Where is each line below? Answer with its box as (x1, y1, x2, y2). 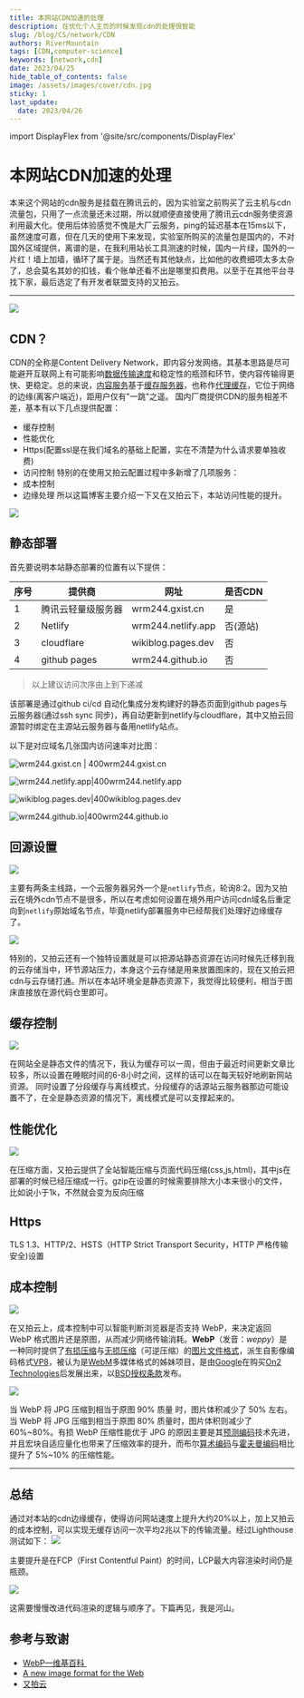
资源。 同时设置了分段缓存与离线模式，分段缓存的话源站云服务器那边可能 (9, 1081, 281, 1092)
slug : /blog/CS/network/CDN (9, 30, 116, 39)
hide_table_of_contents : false (9, 73, 128, 82)
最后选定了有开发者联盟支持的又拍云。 (40, 277, 184, 288)
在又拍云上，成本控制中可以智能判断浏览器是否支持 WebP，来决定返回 (9, 1322, 271, 1333)
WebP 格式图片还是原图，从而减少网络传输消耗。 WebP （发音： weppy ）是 (9, 1333, 288, 1344)
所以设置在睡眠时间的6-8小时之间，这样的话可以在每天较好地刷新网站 (33, 1069, 292, 1080)
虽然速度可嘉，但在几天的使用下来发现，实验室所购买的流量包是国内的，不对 (9, 231, 295, 242)
